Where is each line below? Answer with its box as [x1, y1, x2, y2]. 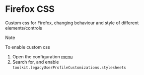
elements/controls [5, 25, 42, 31]
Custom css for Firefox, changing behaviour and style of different [5, 20, 139, 26]
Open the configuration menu [12, 53, 73, 60]
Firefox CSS [5, 3, 55, 15]
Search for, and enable [12, 59, 59, 65]
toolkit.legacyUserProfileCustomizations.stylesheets [12, 65, 126, 70]
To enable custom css [5, 44, 51, 50]
